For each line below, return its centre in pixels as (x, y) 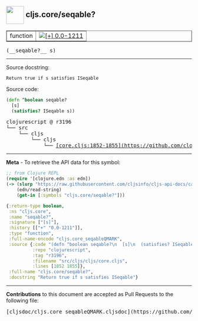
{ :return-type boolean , (35, 206)
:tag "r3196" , (49, 255)
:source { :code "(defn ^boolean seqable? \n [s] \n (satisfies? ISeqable (101, 244)
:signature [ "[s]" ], (34, 222)
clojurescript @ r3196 (39, 122)
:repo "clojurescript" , (62, 250)
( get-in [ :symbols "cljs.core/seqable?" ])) (71, 195)
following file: (22, 301)
